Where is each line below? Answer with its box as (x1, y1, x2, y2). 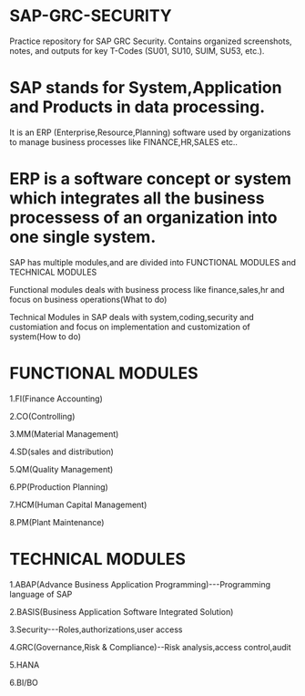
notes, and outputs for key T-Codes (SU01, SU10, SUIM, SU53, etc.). (9, 45, 265, 56)
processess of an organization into (9, 207, 278, 228)
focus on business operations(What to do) (9, 294, 168, 305)
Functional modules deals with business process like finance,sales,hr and (9, 284, 285, 295)
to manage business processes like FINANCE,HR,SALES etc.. (9, 136, 239, 147)
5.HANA (9, 659, 40, 670)
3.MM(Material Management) (9, 428, 119, 439)
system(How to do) (9, 330, 82, 342)
